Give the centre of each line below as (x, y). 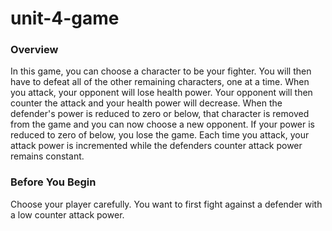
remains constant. (47, 156)
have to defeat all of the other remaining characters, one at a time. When (160, 82)
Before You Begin (53, 182)
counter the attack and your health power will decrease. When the (146, 103)
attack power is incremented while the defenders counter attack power (156, 146)
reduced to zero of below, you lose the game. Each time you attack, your (160, 135)
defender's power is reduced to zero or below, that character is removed (160, 114)
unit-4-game (65, 18)
